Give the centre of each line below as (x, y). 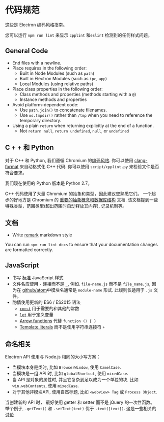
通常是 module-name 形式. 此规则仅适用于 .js (108, 290)
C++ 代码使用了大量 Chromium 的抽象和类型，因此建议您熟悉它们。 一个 (78, 194)
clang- (141, 160)
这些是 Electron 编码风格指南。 (36, 25)
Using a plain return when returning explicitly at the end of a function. (83, 126)
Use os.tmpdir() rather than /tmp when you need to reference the (86, 115)
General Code (27, 51)
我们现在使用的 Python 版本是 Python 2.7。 (49, 183)
